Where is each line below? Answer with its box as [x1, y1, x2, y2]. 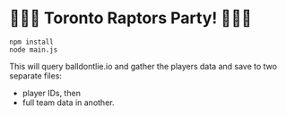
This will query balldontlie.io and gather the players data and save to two [9, 61, 278, 71]
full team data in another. [22, 97, 115, 108]
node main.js [9, 45, 58, 54]
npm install [9, 37, 54, 46]
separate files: [9, 70, 63, 81]
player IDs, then [22, 87, 81, 98]
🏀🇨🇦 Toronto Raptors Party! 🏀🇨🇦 [9, 8, 253, 29]
